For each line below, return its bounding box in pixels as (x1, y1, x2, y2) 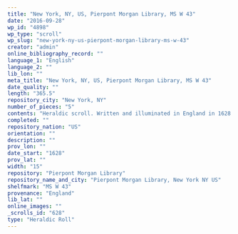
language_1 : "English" (7, 57, 75, 64)
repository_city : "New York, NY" (7, 97, 107, 104)
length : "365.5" (7, 90, 56, 97)
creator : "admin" (7, 44, 59, 51)
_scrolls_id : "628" (7, 210, 66, 217)
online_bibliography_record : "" (7, 51, 103, 58)
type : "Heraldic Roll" (7, 216, 75, 223)
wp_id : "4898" (7, 24, 50, 31)
